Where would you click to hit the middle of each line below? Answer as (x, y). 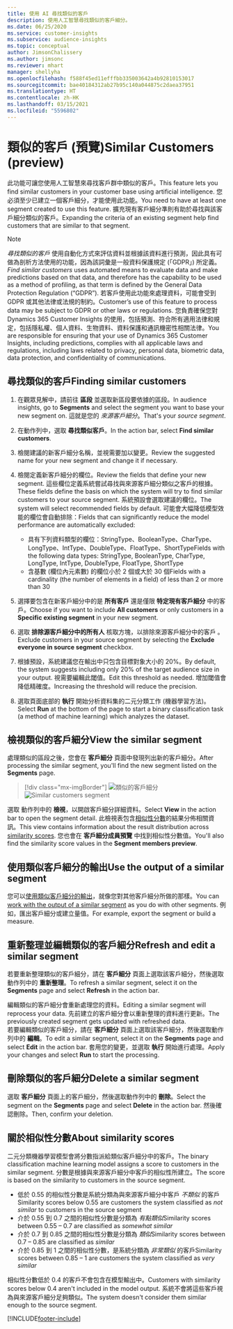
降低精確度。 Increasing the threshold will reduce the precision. (107, 686)
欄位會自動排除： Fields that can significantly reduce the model (119, 517)
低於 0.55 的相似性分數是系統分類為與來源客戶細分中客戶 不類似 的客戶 (119, 1194)
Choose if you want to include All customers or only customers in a (127, 609)
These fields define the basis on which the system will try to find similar (120, 491)
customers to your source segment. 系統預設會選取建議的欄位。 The (114, 499)
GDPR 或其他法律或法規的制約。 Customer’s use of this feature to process (112, 301)
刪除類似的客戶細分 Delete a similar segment (103, 1079)
